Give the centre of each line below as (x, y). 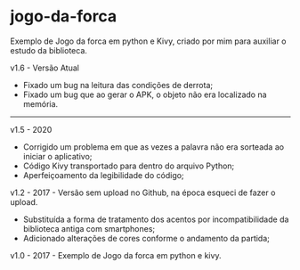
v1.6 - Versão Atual (45, 68)
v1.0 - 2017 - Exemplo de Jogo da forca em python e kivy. (116, 255)
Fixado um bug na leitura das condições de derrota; (118, 85)
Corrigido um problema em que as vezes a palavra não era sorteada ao (153, 147)
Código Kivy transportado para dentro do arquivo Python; (129, 166)
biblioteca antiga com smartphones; (89, 228)
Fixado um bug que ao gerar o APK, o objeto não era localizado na (145, 94)
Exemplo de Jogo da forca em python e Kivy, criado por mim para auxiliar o (149, 41)
